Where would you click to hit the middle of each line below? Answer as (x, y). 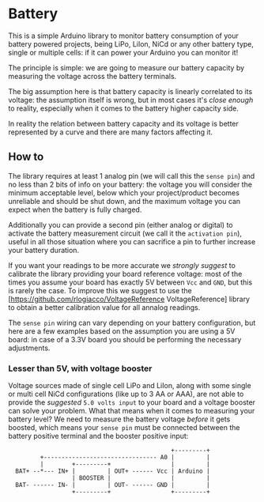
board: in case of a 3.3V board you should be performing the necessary (125, 339)
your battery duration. (44, 250)
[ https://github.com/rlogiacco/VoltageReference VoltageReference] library (129, 299)
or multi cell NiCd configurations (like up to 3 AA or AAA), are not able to (126, 394)
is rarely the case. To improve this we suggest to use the (100, 290)
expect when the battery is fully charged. (75, 209)
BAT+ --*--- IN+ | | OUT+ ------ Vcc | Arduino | (113, 471)
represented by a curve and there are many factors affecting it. (111, 132)
